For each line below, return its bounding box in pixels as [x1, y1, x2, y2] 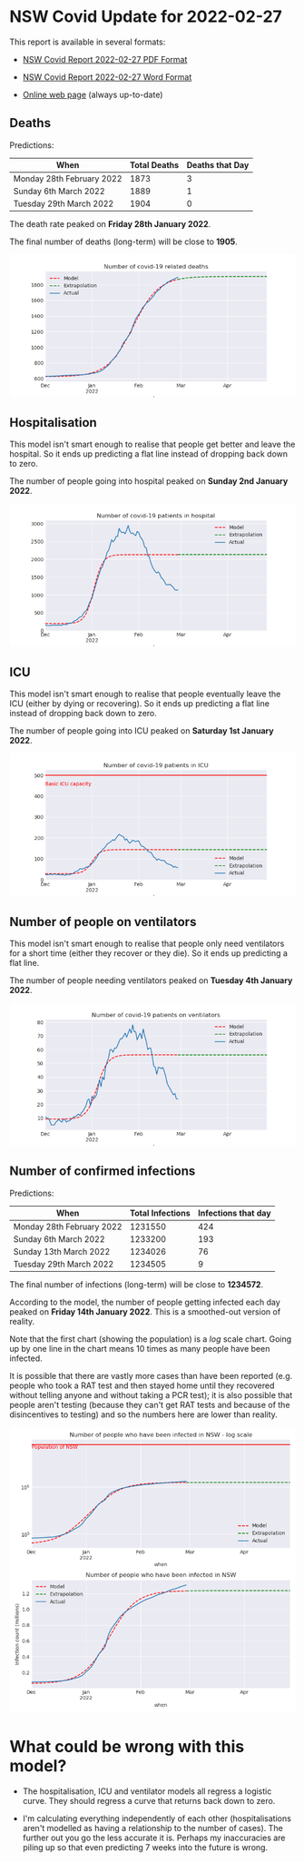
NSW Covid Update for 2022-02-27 [9, 6, 283, 27]
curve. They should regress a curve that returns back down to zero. [22, 1795, 276, 1806]
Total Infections [130, 1207, 191, 1218]
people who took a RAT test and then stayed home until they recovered [9, 1380, 275, 1391]
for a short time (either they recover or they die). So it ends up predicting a [9, 947, 289, 959]
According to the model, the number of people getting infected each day [9, 1296, 281, 1307]
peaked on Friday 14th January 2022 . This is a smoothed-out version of [9, 1305, 281, 1317]
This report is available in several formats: [9, 36, 166, 47]
